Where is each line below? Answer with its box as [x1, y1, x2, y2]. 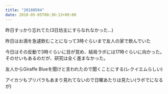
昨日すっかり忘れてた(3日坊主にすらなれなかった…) [5, 27, 114, 33]
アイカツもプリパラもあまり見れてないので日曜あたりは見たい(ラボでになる [5, 77, 163, 83]
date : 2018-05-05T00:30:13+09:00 [5, 12, 77, 17]
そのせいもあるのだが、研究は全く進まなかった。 [5, 55, 108, 61]
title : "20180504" [5, 7, 44, 13]
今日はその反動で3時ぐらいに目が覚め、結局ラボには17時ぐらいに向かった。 [5, 49, 165, 55]
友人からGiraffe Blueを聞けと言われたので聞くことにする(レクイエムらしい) [5, 66, 163, 72]
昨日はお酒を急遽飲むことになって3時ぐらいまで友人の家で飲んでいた [5, 38, 151, 44]
